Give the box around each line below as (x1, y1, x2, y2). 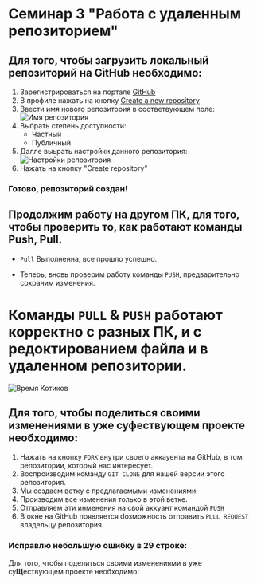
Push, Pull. (8, 233, 62, 247)
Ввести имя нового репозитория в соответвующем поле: (19, 105, 215, 113)
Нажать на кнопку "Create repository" (19, 164, 148, 172)
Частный (31, 129, 62, 139)
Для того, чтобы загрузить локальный (8, 53, 209, 67)
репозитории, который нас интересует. (19, 460, 154, 471)
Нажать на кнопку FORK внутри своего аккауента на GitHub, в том (19, 452, 243, 462)
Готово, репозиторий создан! (8, 183, 129, 194)
